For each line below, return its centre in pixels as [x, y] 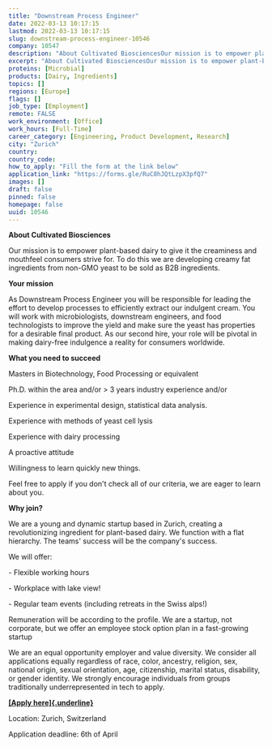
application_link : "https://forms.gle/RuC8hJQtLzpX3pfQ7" [108, 174]
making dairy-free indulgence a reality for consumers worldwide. [117, 342]
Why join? [25, 509]
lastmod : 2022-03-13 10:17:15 [59, 31]
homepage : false [36, 204]
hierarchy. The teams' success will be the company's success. [113, 541]
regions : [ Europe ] [39, 91]
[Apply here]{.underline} [51, 703]
